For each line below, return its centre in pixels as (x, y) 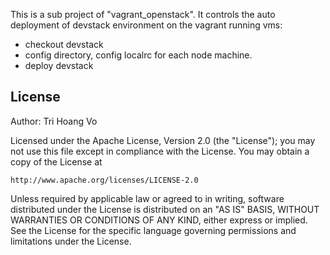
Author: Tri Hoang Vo (54, 121)
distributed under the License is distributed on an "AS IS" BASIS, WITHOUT (165, 209)
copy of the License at (56, 161)
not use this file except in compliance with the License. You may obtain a (160, 151)
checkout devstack (64, 44)
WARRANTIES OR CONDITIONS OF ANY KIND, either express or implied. (159, 220)
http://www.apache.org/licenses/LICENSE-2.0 (104, 180)
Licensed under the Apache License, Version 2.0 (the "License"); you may (163, 140)
